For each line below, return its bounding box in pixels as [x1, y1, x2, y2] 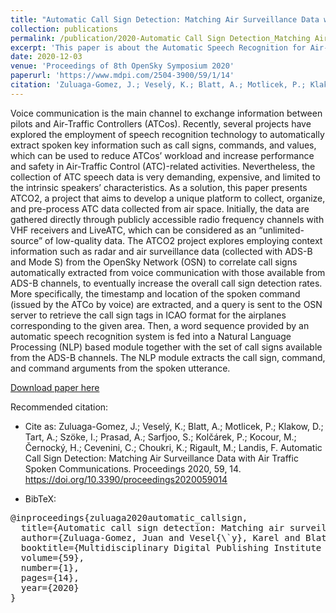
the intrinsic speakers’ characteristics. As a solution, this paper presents [10, 181, 308, 193]
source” [10, 234, 43, 246]
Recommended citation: [10, 401, 109, 413]
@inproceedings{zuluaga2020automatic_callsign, [10, 512, 248, 523]
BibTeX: [24, 492, 57, 505]
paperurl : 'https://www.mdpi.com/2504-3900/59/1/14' [10, 71, 235, 81]
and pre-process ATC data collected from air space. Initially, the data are [10, 202, 310, 215]
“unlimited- [258, 224, 305, 236]
